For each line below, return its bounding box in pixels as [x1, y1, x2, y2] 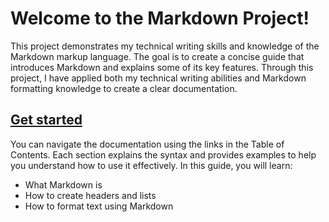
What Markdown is [24, 178, 103, 191]
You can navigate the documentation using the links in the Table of [10, 138, 285, 150]
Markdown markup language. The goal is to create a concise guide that [10, 50, 305, 62]
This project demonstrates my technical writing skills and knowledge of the [10, 40, 320, 52]
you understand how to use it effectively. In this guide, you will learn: [10, 159, 293, 171]
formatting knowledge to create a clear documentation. [10, 82, 238, 94]
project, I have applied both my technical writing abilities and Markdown [10, 72, 307, 84]
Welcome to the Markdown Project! [10, 7, 310, 30]
